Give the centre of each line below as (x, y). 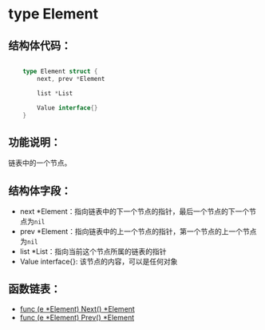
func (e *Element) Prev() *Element (77, 317)
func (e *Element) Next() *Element (77, 308)
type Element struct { (60, 71)
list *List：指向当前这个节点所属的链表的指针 (93, 252)
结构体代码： (40, 45)
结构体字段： (40, 190)
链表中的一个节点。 (40, 163)
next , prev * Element (71, 78)
